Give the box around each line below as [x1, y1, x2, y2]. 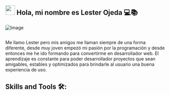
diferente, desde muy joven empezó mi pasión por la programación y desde [5, 45, 165, 51]
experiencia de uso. [5, 67, 47, 73]
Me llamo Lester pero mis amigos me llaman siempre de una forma [5, 40, 146, 46]
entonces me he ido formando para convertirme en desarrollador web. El [5, 50, 159, 56]
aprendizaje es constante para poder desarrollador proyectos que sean [5, 56, 156, 62]
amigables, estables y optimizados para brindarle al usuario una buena [5, 61, 155, 67]
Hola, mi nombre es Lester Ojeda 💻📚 [16, 8, 138, 17]
